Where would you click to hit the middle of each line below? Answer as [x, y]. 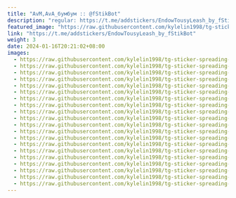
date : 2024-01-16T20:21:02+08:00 [56, 46]
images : [19, 53]
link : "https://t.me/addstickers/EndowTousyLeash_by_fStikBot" [102, 33]
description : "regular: [42, 20]
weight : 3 [22, 40]
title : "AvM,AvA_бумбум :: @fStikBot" [64, 14]
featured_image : [31, 27]
